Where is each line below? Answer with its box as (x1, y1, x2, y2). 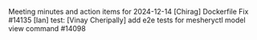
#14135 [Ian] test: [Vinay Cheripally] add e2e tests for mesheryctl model (8, 15, 247, 25)
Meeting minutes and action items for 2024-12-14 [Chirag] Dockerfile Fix (8, 7, 249, 16)
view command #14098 (8, 24, 86, 33)
